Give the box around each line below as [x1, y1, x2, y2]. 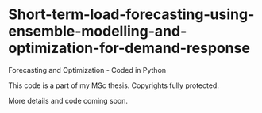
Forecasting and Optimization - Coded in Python [8, 65, 167, 74]
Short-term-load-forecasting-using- [8, 6, 255, 24]
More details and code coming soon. [8, 96, 129, 105]
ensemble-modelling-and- [8, 22, 187, 40]
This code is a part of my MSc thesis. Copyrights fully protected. [8, 81, 220, 90]
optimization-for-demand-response [8, 40, 250, 57]
